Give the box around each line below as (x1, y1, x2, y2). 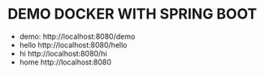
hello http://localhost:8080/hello (19, 40, 128, 49)
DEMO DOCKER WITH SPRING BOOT (7, 5, 258, 23)
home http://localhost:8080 (19, 57, 111, 67)
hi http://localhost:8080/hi (19, 48, 107, 58)
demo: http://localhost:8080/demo (19, 31, 136, 41)
